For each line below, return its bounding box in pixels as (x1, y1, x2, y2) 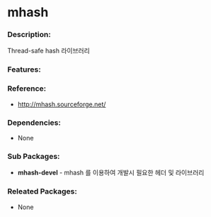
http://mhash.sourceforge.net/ (17, 100, 106, 108)
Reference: (7, 84, 47, 94)
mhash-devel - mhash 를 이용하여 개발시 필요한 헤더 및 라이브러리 (17, 168, 205, 177)
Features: (7, 65, 41, 74)
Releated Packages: (7, 187, 78, 196)
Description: (7, 30, 51, 40)
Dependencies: (7, 118, 62, 128)
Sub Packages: (7, 151, 60, 161)
